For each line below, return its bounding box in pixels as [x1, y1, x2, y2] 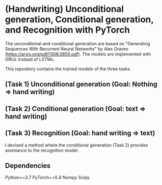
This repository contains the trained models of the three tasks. [5, 65, 132, 72]
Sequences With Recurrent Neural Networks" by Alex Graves [5, 46, 129, 52]
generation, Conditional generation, [5, 14, 154, 25]
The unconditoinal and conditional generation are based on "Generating [5, 40, 151, 46]
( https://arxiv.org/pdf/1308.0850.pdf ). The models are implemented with [5, 51, 151, 57]
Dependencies [5, 161, 51, 170]
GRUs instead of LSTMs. [5, 56, 55, 62]
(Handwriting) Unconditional [5, 3, 124, 15]
